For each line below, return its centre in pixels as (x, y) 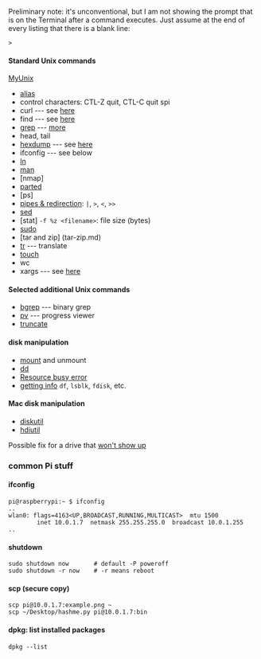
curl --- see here (47, 111)
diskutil (31, 421)
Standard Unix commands (52, 60)
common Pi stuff (41, 466)
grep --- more (43, 127)
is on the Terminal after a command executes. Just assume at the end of (127, 20)
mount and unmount (53, 360)
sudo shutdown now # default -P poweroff (89, 564)
